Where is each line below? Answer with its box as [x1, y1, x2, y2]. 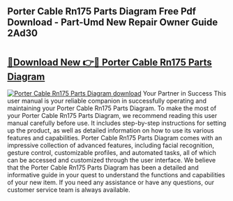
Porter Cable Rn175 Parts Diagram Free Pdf [7, 6, 197, 17]
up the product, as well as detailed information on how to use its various [7, 126, 214, 135]
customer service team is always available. [7, 186, 130, 194]
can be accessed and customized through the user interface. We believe [7, 156, 216, 164]
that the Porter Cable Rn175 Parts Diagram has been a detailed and [7, 163, 199, 172]
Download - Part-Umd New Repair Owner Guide [7, 17, 218, 29]
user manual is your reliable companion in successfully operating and [7, 97, 207, 105]
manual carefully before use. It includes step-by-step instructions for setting [7, 119, 227, 127]
